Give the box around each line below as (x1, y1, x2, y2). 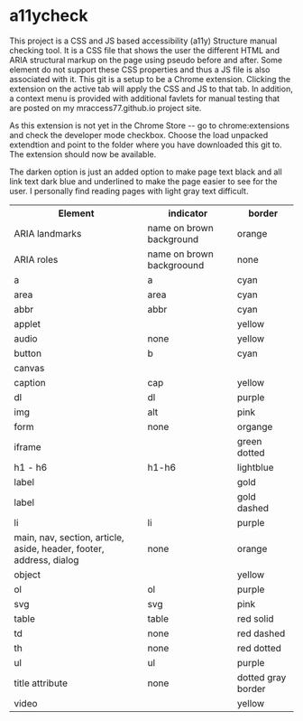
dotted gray (237, 670, 287, 683)
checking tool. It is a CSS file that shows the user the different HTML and (9, 44, 280, 55)
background (147, 232, 199, 245)
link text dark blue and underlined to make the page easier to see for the (9, 175, 278, 186)
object (14, 568, 41, 581)
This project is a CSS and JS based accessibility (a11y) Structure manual (9, 35, 278, 46)
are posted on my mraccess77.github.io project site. (9, 102, 202, 113)
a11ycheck (9, 5, 88, 26)
